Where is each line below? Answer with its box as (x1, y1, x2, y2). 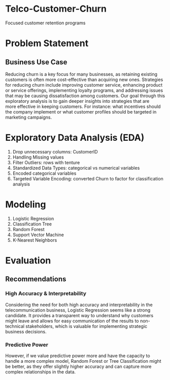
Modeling (5, 199, 46, 210)
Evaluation (5, 255, 51, 266)
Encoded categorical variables (12, 170, 77, 176)
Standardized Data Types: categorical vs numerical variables (12, 165, 140, 171)
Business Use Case (5, 58, 67, 66)
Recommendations (5, 275, 66, 284)
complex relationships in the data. (5, 368, 76, 375)
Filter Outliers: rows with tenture (12, 159, 80, 165)
